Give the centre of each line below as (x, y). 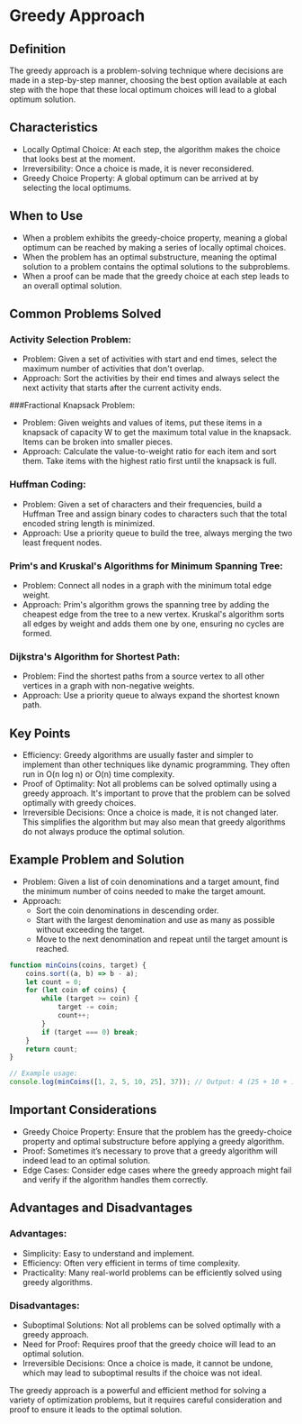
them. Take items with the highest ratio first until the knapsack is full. (149, 461)
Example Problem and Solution (97, 860)
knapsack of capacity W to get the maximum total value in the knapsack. (157, 433)
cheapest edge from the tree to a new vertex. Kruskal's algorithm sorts (153, 614)
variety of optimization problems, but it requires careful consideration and (146, 1400)
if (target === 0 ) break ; (90, 1032)
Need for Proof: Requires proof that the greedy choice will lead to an (149, 1344)
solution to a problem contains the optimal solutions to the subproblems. (156, 266)
